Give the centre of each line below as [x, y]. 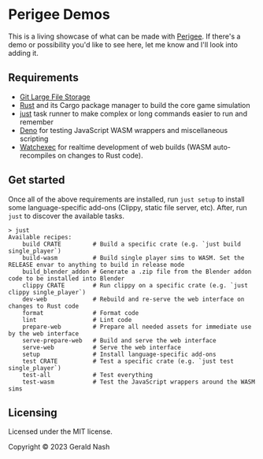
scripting [34, 139]
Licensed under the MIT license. [60, 431]
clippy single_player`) [47, 292]
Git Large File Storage [55, 97]
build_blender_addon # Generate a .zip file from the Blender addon [137, 272]
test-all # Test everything [88, 375]
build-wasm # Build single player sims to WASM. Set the [133, 257]
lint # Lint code [77, 320]
